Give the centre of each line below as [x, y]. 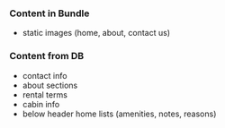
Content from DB [47, 56]
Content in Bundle [49, 13]
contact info [45, 75]
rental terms [45, 94]
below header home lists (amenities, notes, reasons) [119, 114]
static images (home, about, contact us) [96, 33]
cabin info [41, 104]
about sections [50, 85]
